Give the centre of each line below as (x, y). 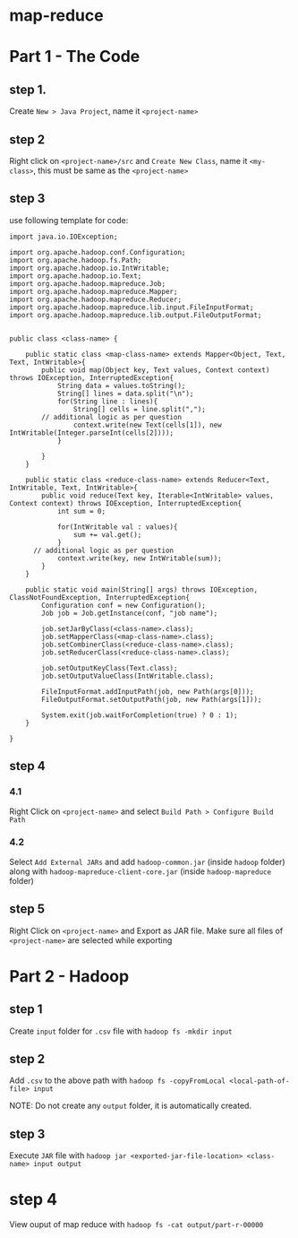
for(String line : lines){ (107, 401)
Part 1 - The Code (75, 57)
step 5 (27, 909)
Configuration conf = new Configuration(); (123, 605)
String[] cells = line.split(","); (139, 409)
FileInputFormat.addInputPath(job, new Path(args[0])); (148, 691)
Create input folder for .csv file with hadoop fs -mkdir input (121, 1031)
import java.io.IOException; (64, 237)
